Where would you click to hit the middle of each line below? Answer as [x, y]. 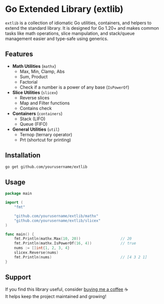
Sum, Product [34, 76]
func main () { [20, 234]
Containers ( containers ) [37, 113]
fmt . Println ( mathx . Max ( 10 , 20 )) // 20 [73, 239]
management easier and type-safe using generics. [57, 39]
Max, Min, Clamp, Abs [42, 71]
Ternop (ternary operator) [46, 134]
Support [18, 278]
